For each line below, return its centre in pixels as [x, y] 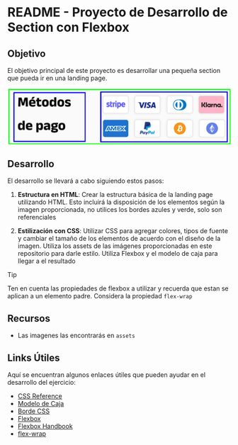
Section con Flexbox [68, 27]
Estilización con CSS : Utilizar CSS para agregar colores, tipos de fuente [123, 231]
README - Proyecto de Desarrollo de [118, 12]
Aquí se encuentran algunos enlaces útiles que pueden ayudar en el [107, 375]
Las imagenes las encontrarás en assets [76, 336]
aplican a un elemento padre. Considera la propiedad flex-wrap [100, 296]
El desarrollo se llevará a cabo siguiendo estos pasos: [86, 181]
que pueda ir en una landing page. [57, 78]
